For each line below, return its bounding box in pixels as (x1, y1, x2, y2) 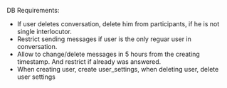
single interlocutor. (16, 28, 73, 35)
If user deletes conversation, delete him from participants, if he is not (16, 20, 220, 28)
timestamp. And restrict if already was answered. (16, 57, 162, 66)
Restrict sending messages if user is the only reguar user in (16, 35, 191, 43)
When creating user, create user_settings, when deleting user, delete (16, 65, 219, 73)
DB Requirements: (6, 6, 60, 14)
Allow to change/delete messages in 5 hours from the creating (16, 50, 200, 58)
